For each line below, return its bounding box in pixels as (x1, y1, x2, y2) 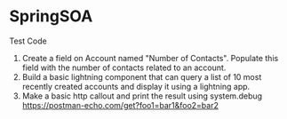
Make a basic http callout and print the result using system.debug (21, 91, 263, 101)
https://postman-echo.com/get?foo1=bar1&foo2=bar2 (21, 99, 219, 110)
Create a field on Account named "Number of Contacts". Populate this (21, 52, 279, 63)
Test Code (9, 36, 47, 46)
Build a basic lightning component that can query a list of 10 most (21, 71, 262, 82)
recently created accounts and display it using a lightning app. (21, 81, 251, 91)
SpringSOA (9, 6, 93, 27)
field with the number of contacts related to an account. (21, 62, 227, 73)
